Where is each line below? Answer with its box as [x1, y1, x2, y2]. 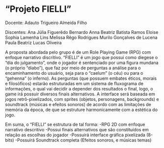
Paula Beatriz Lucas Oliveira [5, 39, 62, 45]
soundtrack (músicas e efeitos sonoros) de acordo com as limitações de [5, 101, 151, 107]
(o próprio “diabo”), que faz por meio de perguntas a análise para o [5, 65, 141, 71]
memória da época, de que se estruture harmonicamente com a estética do [5, 107, 158, 113]
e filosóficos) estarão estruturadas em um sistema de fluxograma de [5, 80, 144, 87]
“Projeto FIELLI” [5, 3, 71, 15]
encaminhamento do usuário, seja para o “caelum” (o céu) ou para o [5, 70, 143, 76]
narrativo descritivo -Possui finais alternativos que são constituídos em [5, 126, 149, 132]
